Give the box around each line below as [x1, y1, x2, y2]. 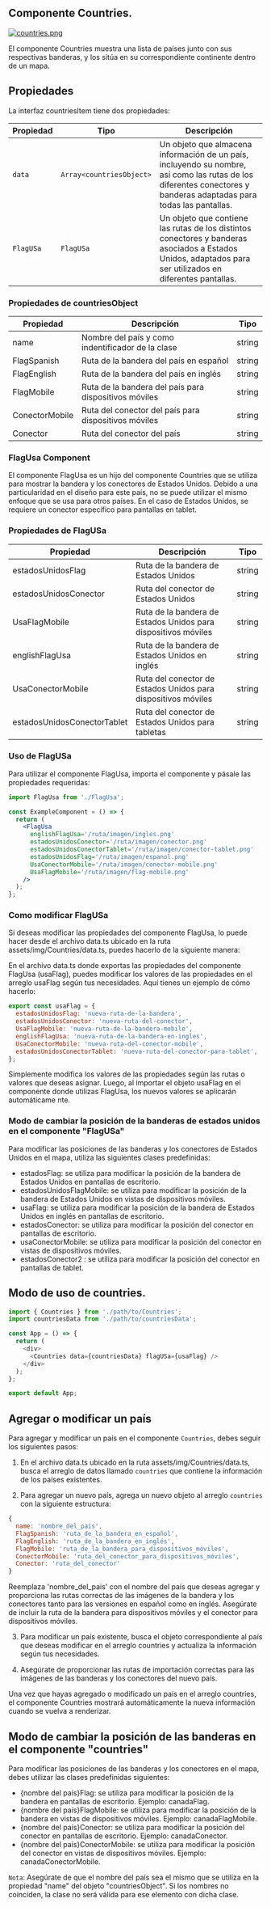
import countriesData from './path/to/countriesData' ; [8, 1315, 197, 1323]
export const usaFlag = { [8, 1002, 95, 1010]
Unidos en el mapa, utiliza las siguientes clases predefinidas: [8, 1152, 211, 1162]
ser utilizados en [159, 263, 222, 274]
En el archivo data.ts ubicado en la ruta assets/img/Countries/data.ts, [19, 1457, 250, 1467]
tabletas [135, 726, 167, 738]
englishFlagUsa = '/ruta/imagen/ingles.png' [29, 831, 175, 839]
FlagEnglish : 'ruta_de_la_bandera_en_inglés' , [15, 1537, 175, 1545]
